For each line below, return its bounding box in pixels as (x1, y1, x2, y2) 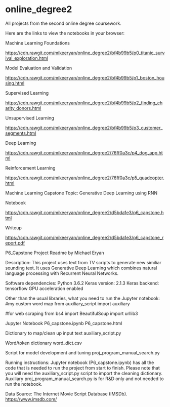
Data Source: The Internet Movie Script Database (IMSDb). (5, 391, 127, 397)
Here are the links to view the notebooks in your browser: (5, 30, 125, 36)
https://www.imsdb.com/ (5, 396, 57, 402)
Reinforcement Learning (5, 165, 56, 171)
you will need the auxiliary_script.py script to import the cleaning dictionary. (5, 370, 163, 376)
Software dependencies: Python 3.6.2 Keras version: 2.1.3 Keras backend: (5, 280, 159, 286)
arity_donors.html (5, 105, 41, 111)
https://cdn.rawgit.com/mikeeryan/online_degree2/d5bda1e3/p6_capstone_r (5, 234, 164, 240)
